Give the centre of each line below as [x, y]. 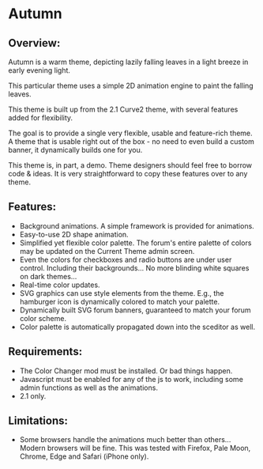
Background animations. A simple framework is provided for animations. [137, 225]
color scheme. [43, 318]
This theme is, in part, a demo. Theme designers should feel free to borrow [130, 165]
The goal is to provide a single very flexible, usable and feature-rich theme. [130, 133]
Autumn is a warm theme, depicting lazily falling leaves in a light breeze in [128, 62]
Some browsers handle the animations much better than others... [125, 440]
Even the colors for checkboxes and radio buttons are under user [126, 259]
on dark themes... [48, 276]
